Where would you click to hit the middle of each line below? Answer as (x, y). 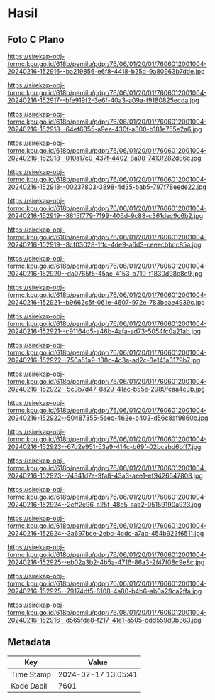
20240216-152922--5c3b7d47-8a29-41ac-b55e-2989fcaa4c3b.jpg (106, 389)
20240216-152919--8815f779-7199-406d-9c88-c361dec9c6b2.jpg (105, 216)
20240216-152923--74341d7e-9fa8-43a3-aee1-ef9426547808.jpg (105, 475)
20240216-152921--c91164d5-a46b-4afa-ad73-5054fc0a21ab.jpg (104, 331)
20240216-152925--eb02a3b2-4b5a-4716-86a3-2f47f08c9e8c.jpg (106, 562)
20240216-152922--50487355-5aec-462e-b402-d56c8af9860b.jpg (108, 418)
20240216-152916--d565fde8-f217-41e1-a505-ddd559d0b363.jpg (104, 620)
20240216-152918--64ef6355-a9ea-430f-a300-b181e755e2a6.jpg (105, 129)
